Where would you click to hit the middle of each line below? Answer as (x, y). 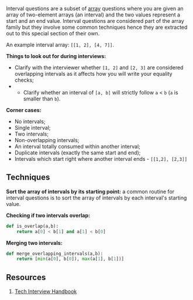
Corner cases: (24, 110)
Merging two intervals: (34, 242)
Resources (26, 277)
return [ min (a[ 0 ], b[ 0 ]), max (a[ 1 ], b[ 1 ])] (70, 259)
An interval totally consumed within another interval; (77, 146)
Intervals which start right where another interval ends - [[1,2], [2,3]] (101, 159)
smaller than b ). (42, 99)
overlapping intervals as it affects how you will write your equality (93, 74)
